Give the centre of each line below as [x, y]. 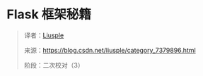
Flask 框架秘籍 [49, 14]
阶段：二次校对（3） [54, 65]
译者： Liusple [44, 35]
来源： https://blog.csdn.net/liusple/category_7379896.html [110, 50]
